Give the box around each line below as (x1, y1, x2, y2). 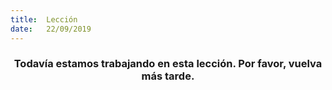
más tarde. (141, 69, 195, 83)
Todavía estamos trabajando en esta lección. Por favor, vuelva (13, 57, 323, 71)
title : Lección (10, 14, 78, 25)
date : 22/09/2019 (10, 24, 92, 34)
